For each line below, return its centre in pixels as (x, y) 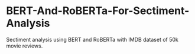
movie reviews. (25, 46)
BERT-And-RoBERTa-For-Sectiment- (98, 11)
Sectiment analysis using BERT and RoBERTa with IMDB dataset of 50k (92, 39)
